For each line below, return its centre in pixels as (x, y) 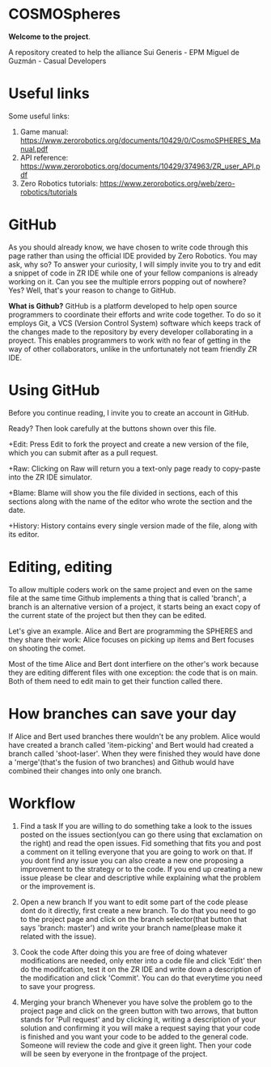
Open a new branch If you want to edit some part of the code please (134, 902)
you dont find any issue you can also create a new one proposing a (132, 860)
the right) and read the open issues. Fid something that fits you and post (140, 843)
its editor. (24, 534)
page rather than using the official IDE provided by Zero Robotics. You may (133, 255)
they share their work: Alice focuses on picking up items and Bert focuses (131, 639)
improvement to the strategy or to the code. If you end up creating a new (141, 869)
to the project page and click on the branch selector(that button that (133, 919)
